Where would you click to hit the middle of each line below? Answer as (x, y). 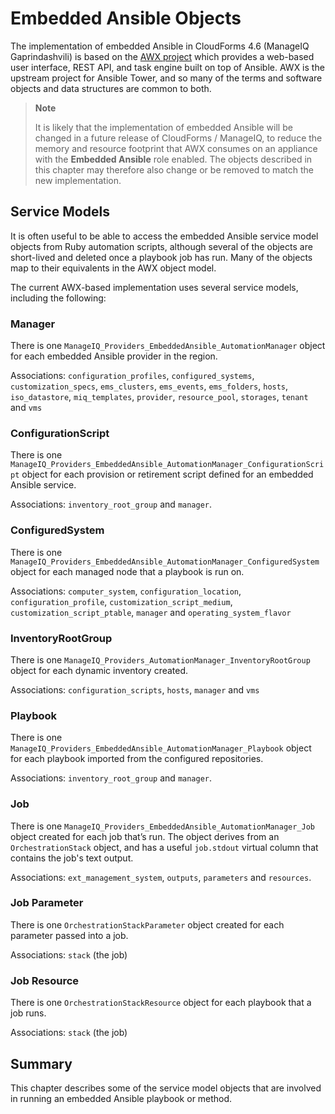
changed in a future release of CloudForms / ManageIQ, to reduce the (178, 138)
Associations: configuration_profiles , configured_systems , (132, 376)
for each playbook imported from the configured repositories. (137, 759)
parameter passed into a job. (69, 935)
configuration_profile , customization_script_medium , (121, 601)
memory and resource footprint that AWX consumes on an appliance (176, 148)
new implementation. (78, 180)
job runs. (28, 1013)
